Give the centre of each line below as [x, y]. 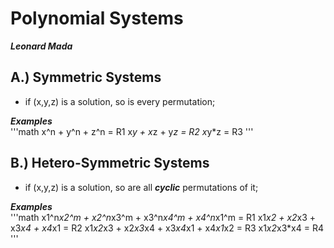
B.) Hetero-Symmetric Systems [110, 163]
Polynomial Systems [97, 18]
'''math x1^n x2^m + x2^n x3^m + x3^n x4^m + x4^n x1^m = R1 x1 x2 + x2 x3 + [163, 217]
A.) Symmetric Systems [86, 77]
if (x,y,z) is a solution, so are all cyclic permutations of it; [141, 187]
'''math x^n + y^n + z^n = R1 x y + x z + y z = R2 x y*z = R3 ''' [132, 131]
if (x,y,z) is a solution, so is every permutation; [120, 101]
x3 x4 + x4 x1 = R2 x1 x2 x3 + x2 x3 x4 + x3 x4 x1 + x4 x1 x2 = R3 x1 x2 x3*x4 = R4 [167, 228]
